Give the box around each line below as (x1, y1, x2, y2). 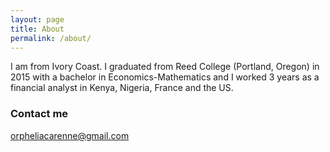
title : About (10, 24, 65, 34)
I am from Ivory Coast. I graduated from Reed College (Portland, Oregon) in (10, 61, 320, 73)
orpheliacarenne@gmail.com (10, 129, 130, 141)
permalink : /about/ (10, 33, 92, 43)
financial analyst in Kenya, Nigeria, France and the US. (10, 82, 234, 94)
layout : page (10, 14, 65, 25)
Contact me (10, 107, 69, 121)
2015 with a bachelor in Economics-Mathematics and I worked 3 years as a (10, 71, 320, 83)
